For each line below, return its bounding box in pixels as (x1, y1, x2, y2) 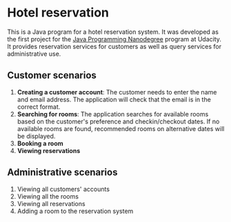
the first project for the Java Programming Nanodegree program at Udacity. (7, 34, 222, 43)
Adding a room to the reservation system (17, 207, 134, 215)
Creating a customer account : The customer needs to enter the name (17, 88, 217, 96)
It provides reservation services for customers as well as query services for (7, 42, 222, 50)
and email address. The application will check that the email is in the (17, 95, 212, 103)
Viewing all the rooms (17, 192, 79, 201)
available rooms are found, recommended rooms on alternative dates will (17, 124, 225, 132)
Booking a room (17, 139, 63, 148)
